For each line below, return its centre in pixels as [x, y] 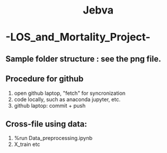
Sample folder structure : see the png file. [83, 59]
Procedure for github [44, 79]
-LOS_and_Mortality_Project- [78, 37]
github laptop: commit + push [50, 105]
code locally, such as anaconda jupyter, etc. [67, 99]
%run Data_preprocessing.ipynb [53, 138]
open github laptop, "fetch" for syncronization [70, 93]
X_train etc [27, 144]
